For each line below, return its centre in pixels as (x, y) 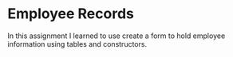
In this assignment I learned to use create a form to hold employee (116, 36)
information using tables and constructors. (77, 44)
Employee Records (71, 14)
